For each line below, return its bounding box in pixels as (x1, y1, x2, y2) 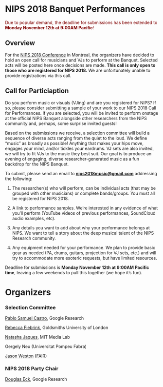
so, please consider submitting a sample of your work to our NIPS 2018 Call (5, 105, 157, 111)
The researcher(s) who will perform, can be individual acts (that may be (12, 185, 156, 191)
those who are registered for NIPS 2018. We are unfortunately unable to (5, 67, 151, 73)
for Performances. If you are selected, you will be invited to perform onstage (5, 110, 159, 116)
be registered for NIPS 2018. (12, 195, 69, 201)
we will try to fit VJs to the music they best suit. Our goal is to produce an (5, 150, 152, 157)
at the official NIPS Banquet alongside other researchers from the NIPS (5, 115, 147, 121)
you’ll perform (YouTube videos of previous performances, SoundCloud (12, 210, 156, 216)
